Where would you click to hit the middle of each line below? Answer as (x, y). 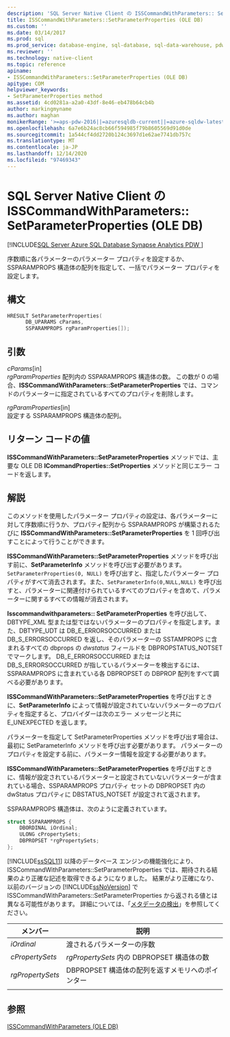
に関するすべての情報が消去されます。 (78, 599)
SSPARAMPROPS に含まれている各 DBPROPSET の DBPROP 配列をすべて (110, 673)
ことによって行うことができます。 (60, 541)
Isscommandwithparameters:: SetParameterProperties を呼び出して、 (109, 613)
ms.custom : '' (27, 26)
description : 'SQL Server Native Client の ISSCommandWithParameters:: (111, 13)
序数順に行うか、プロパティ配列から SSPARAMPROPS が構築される (119, 524)
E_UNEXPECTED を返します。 (49, 722)
